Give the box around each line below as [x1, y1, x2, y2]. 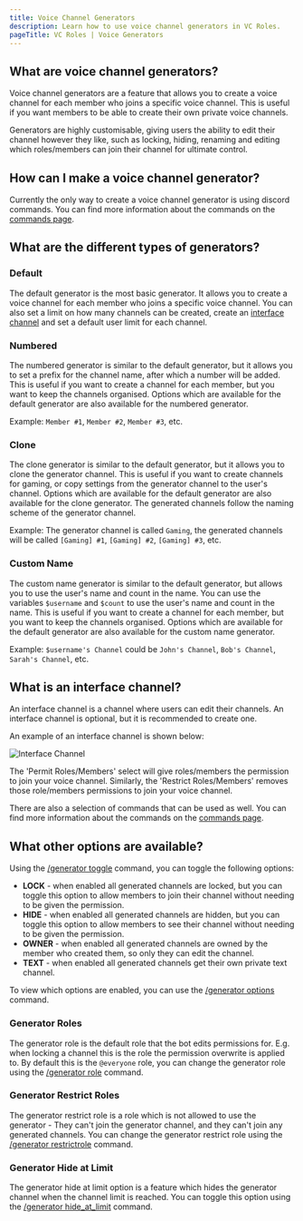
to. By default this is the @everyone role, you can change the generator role [9, 1057, 287, 1068]
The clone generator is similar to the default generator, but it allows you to [9, 459, 285, 470]
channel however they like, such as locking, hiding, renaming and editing [9, 134, 280, 145]
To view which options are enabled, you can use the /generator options [9, 985, 275, 996]
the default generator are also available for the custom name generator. [9, 626, 276, 637]
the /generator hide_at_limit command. [9, 1201, 154, 1212]
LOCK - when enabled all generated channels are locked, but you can [22, 881, 283, 892]
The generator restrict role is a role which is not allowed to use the [9, 1109, 257, 1120]
